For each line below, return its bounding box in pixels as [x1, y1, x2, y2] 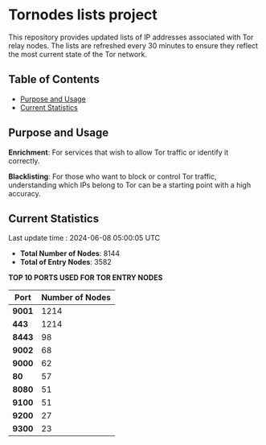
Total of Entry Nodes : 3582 [19, 258, 112, 267]
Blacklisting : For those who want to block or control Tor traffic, [8, 171, 217, 181]
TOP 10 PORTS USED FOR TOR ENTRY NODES [8, 273, 163, 282]
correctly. [8, 155, 40, 166]
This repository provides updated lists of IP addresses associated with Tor [8, 32, 254, 42]
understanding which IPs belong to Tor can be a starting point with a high [8, 179, 252, 190]
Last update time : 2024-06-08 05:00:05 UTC [8, 233, 161, 243]
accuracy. [8, 188, 42, 198]
